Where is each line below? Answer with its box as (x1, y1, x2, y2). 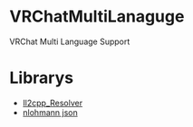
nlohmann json (22, 106, 79, 118)
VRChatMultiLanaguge (9, 6, 185, 27)
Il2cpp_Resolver (22, 97, 83, 108)
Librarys (9, 68, 74, 88)
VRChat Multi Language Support (9, 36, 130, 47)
